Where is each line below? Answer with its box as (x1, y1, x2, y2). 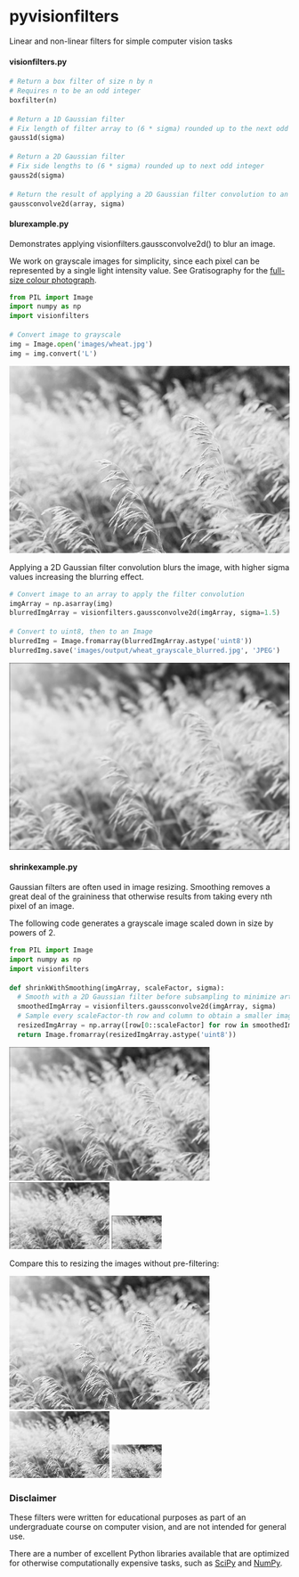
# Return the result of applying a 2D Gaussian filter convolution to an (9, 190, 289, 199)
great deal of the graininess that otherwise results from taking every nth (9, 891, 273, 902)
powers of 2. (9, 927, 56, 938)
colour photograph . (26, 274, 97, 285)
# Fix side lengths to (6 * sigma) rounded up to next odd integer (9, 162, 265, 171)
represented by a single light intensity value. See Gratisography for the (9, 265, 269, 275)
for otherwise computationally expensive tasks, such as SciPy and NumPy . (9, 1557, 283, 1569)
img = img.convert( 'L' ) (9, 349, 98, 358)
